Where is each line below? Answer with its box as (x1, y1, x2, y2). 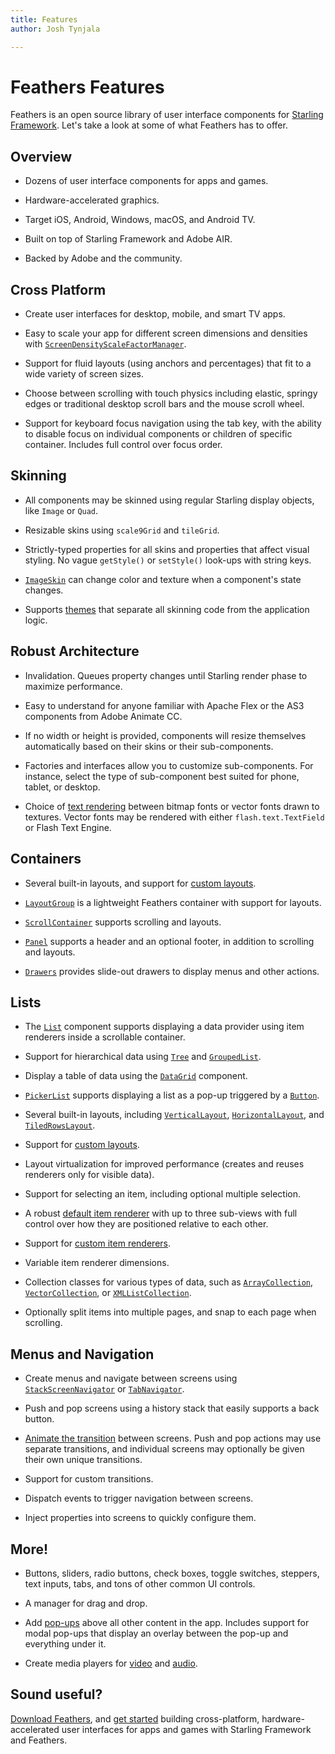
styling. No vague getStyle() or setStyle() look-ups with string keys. (24, 554, 312, 566)
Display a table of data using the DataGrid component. (24, 1070, 248, 1082)
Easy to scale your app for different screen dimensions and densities (24, 327, 308, 340)
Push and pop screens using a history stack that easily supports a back (24, 1402, 320, 1415)
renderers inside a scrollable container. (24, 1031, 186, 1043)
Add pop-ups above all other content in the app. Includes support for (24, 1616, 310, 1628)
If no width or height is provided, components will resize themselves (24, 729, 307, 741)
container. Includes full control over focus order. (24, 439, 223, 451)
